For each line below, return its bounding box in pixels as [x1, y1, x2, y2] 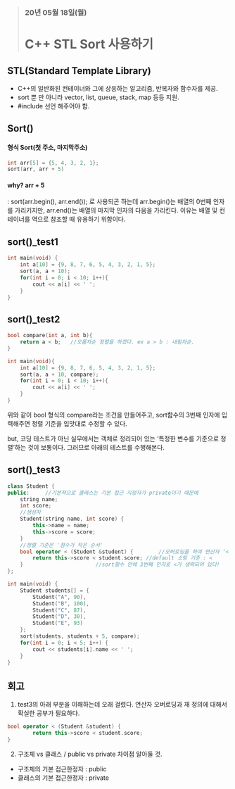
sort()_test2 [7, 313, 61, 325]
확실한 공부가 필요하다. [17, 709, 80, 717]
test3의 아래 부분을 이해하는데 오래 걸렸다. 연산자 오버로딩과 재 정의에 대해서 [17, 700, 227, 709]
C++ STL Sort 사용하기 [24, 37, 153, 52]
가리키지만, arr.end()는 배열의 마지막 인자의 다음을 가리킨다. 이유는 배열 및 [14, 206, 218, 215]
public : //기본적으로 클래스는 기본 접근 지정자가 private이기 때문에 [7, 489, 198, 496]
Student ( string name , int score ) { [20, 515, 125, 523]
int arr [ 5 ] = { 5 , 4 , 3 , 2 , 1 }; [7, 159, 99, 166]
